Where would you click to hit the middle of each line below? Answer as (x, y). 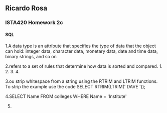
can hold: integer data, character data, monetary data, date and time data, (81, 51)
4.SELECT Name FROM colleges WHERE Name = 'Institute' (66, 96)
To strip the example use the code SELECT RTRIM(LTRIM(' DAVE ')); (75, 86)
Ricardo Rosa (26, 8)
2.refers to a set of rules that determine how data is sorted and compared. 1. (84, 66)
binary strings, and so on (31, 56)
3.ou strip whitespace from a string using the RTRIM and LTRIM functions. (81, 81)
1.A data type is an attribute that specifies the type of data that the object (81, 46)
